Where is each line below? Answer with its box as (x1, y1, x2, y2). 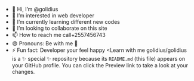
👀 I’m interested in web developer (11, 12, 94, 19)
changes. (11, 68, 35, 75)
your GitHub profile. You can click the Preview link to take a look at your (11, 62, 188, 68)
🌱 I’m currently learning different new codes (11, 18, 121, 25)
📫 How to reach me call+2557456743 (11, 32, 106, 38)
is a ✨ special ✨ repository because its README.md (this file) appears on (11, 55, 186, 62)
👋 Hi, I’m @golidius (11, 6, 58, 13)
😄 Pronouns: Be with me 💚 (11, 40, 78, 47)
